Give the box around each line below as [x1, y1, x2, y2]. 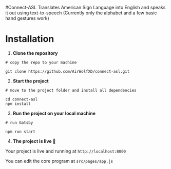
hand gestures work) [5, 15, 50, 21]
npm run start [5, 129, 36, 134]
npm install [5, 101, 31, 107]
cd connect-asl [5, 97, 38, 102]
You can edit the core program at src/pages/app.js [5, 158, 113, 164]
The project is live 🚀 [12, 138, 56, 144]
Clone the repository [12, 50, 58, 56]
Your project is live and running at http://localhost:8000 [5, 148, 126, 154]
